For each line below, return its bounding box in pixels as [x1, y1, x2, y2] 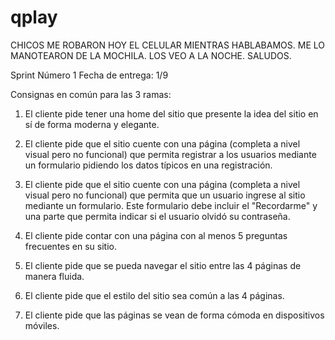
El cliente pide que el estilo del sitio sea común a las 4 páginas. [24, 289, 285, 301]
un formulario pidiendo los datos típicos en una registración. [24, 159, 273, 171]
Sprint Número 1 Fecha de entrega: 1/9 [10, 69, 169, 81]
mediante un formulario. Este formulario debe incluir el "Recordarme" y [24, 199, 318, 211]
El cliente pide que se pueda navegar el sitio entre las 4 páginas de [24, 259, 302, 271]
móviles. [24, 319, 60, 331]
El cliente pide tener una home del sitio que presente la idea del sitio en [24, 107, 319, 120]
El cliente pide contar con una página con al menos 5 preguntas [24, 229, 288, 241]
